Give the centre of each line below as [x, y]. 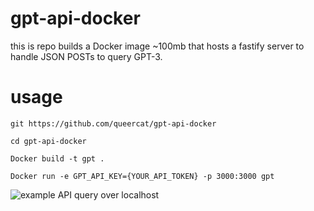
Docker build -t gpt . [57, 158]
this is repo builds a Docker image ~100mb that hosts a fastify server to [157, 46]
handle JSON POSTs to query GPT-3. [86, 56]
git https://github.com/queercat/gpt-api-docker [113, 123]
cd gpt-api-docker [48, 141]
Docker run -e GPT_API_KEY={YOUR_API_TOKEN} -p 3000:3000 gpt [142, 176]
